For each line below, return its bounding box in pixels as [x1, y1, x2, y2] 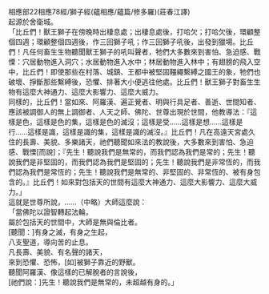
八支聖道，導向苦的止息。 [8, 237, 93, 247]
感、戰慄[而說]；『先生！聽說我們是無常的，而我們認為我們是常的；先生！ [8, 147, 249, 156]
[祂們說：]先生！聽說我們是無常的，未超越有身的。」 [8, 277, 179, 287]
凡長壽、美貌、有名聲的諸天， [8, 248, 106, 256]
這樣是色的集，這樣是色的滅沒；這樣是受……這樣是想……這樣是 [35, 117, 243, 127]
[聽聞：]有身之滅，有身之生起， [8, 228, 112, 236]
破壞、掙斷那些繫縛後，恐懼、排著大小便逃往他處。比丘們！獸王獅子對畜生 [8, 77, 254, 87]
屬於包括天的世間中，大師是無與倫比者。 [8, 217, 142, 227]
